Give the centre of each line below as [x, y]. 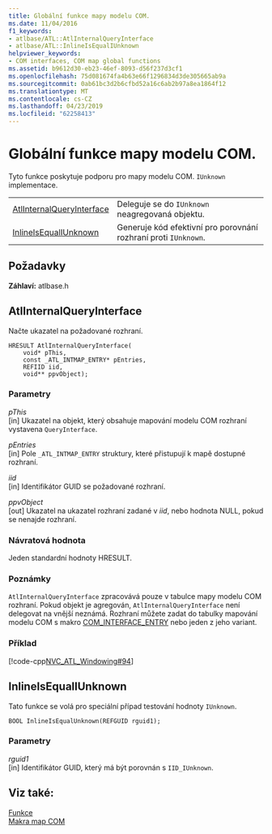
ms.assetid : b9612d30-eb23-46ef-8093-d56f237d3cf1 [96, 69]
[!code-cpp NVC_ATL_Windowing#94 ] [71, 661]
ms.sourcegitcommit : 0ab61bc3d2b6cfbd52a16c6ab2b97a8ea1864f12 [117, 83]
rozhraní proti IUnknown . [161, 237]
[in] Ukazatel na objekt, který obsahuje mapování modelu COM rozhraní [127, 420]
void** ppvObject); [56, 374]
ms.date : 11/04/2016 [43, 24]
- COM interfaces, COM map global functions [85, 62]
